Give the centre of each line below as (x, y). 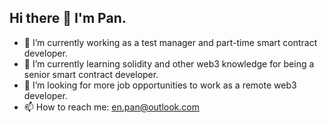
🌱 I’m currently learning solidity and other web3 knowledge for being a (169, 63)
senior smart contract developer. (91, 74)
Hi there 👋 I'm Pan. (68, 18)
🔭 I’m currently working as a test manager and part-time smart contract (170, 42)
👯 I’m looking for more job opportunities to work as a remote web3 (160, 85)
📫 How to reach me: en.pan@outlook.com (111, 107)
